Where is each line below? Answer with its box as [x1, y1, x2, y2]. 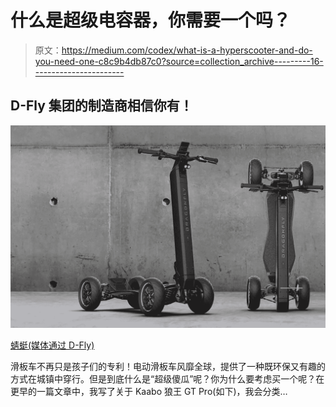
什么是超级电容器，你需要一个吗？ [10, 9, 292, 32]
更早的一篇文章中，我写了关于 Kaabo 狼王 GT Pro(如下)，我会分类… [10, 386, 288, 398]
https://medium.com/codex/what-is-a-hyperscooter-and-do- [61, 44, 313, 56]
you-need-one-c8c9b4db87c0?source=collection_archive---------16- [34, 55, 324, 67]
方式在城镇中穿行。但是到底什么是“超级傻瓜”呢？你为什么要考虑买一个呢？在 [10, 373, 325, 385]
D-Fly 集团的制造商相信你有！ [10, 97, 193, 115]
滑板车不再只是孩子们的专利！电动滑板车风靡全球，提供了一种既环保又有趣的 [10, 361, 326, 373]
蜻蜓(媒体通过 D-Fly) [10, 339, 95, 351]
